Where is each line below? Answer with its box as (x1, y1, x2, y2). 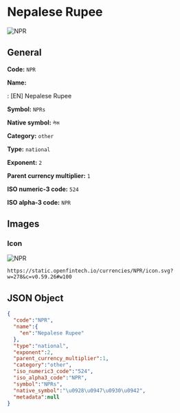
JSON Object (7, 292, 64, 304)
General (7, 47, 43, 58)
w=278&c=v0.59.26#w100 (7, 274, 72, 280)
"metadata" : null (13, 393, 60, 401)
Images (7, 218, 40, 230)
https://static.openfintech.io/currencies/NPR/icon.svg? (7, 267, 174, 275)
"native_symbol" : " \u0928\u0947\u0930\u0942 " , (13, 387, 146, 394)
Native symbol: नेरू (7, 118, 60, 126)
